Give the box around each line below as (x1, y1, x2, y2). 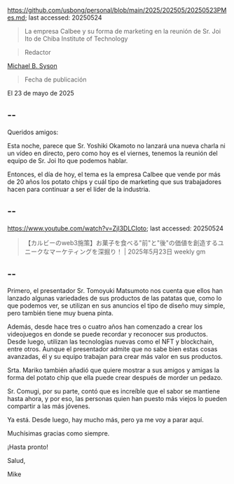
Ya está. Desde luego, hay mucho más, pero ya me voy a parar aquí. (7, 416, 205, 424)
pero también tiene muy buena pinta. (7, 309, 113, 318)
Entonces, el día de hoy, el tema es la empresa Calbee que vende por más (7, 170, 221, 178)
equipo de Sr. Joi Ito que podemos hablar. (7, 156, 128, 164)
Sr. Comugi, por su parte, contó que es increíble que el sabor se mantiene (7, 387, 221, 395)
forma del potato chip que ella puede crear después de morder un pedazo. (7, 374, 223, 382)
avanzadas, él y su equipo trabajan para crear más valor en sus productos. (7, 353, 223, 361)
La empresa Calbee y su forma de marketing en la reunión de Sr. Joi (24, 27, 221, 35)
